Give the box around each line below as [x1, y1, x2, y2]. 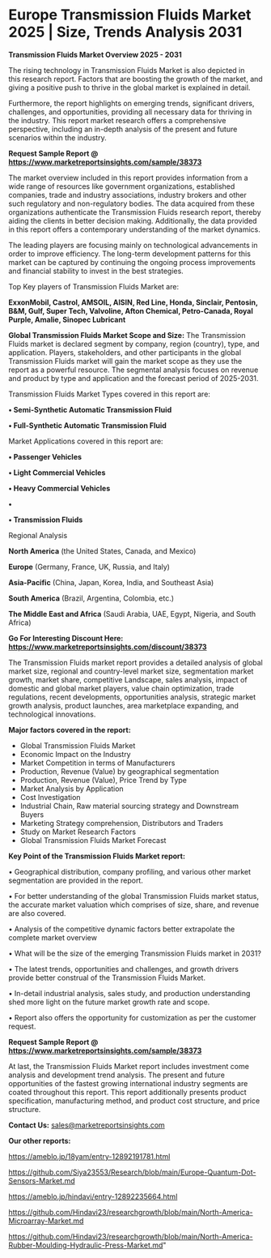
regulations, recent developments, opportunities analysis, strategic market [8, 691, 256, 702]
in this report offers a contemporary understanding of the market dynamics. [8, 225, 260, 234]
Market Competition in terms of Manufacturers [19, 758, 176, 768]
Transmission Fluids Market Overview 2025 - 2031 [8, 49, 182, 59]
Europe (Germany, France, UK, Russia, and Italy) [8, 562, 170, 571]
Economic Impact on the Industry [19, 749, 131, 759]
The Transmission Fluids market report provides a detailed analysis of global [8, 657, 263, 667]
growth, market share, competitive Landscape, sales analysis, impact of [8, 674, 248, 684]
